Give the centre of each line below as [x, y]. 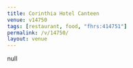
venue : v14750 [27, 20]
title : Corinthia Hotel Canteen [53, 13]
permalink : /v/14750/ [38, 33]
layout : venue [27, 39]
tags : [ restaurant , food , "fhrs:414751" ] [67, 26]
